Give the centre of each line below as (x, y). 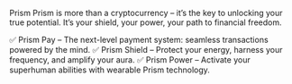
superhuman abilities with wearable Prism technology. (109, 70)
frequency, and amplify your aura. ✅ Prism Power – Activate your (130, 60)
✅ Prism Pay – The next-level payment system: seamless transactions (139, 40)
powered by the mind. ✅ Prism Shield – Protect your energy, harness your (146, 50)
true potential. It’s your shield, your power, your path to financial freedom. (146, 22)
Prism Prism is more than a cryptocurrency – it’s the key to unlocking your (146, 13)
